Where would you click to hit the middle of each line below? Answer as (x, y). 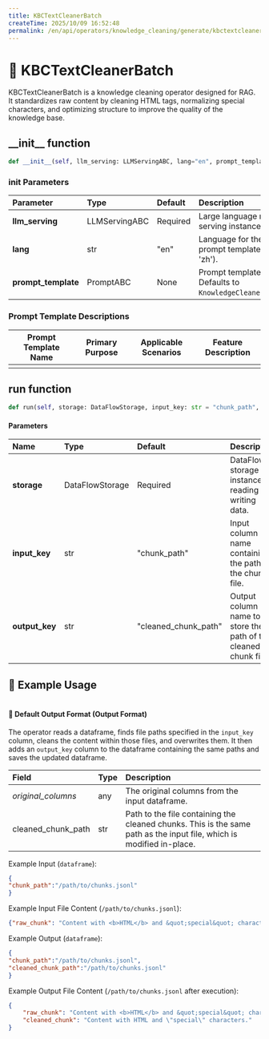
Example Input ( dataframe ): (53, 864)
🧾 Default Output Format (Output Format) (78, 714)
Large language (228, 216)
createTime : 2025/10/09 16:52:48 (64, 23)
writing (243, 500)
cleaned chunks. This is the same (188, 824)
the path (245, 563)
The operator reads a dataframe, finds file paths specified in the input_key (131, 732)
